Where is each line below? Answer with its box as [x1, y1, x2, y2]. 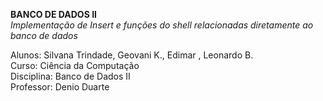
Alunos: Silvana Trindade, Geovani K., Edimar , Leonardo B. [10, 49, 254, 61]
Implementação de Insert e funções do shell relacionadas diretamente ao [10, 19, 314, 31]
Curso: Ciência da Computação [10, 60, 140, 71]
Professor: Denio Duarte [10, 81, 110, 93]
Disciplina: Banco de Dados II [10, 70, 131, 82]
